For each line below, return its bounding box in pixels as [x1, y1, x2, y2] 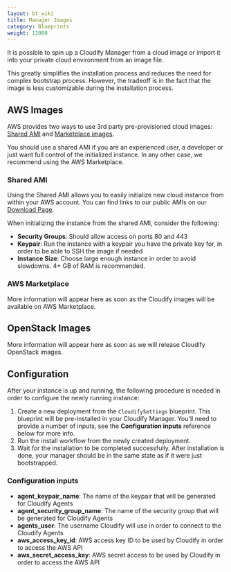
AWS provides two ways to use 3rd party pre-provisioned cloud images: [7, 123, 213, 131]
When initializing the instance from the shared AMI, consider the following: [7, 219, 220, 227]
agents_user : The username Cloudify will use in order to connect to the [17, 521, 221, 530]
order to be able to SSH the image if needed [17, 247, 143, 256]
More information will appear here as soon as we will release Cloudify [7, 341, 205, 349]
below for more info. [17, 429, 75, 438]
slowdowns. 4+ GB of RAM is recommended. [17, 262, 145, 270]
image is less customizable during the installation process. [7, 84, 174, 92]
